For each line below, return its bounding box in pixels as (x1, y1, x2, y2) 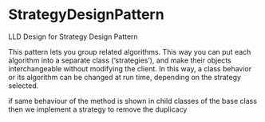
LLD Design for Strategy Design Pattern (8, 32, 138, 41)
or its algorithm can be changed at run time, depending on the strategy (8, 72, 242, 82)
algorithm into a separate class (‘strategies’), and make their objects (8, 55, 231, 65)
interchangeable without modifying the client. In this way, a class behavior (8, 63, 252, 73)
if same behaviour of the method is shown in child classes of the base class (8, 96, 258, 105)
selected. (8, 81, 39, 90)
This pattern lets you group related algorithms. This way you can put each (8, 47, 251, 56)
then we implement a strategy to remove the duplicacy (8, 105, 188, 114)
